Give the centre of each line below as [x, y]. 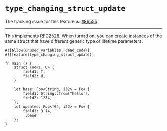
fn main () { [19, 63]
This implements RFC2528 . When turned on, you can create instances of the [83, 36]
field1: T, [34, 72]
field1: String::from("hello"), [57, 93]
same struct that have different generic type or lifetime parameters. [74, 41]
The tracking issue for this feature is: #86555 [51, 21]
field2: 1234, [38, 98]
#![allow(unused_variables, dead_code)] [48, 50]
